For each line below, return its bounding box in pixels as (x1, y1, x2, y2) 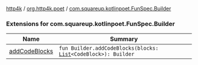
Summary (110, 35, 138, 43)
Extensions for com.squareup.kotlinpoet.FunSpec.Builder (6, 19, 175, 28)
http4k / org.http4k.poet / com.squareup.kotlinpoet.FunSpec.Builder (6, 5, 171, 12)
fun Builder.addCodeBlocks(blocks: (58, 45, 159, 52)
